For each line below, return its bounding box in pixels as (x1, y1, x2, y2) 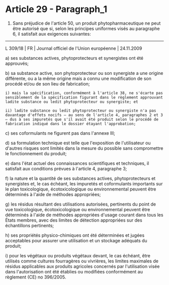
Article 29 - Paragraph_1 (5, 4, 107, 15)
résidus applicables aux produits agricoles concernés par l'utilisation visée (5, 263, 160, 269)
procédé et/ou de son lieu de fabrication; (5, 80, 90, 86)
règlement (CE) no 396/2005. (5, 274, 66, 280)
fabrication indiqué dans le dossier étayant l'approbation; (5, 121, 136, 126)
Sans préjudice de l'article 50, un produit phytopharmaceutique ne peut (12, 20, 161, 26)
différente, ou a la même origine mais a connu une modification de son (5, 75, 152, 81)
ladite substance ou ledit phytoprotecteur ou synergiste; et (5, 99, 138, 104)
